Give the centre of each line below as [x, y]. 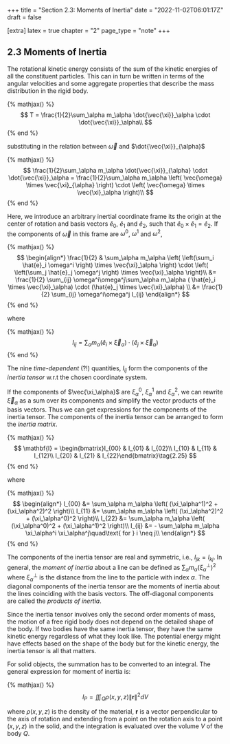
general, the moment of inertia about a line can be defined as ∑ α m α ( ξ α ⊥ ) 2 [112, 567]
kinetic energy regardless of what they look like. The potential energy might [114, 636]
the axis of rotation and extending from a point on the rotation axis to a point [115, 719]
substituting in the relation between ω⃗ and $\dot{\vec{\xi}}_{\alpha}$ [106, 146]
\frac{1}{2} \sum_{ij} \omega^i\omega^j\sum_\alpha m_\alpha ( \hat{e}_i [115, 280]
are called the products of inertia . [54, 601]
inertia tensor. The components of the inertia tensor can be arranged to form [115, 417]
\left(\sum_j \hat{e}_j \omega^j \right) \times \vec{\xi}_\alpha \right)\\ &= [115, 273]
